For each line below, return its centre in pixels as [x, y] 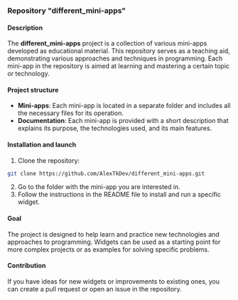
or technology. [28, 74]
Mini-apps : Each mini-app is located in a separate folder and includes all [124, 106]
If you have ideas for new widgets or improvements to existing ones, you [114, 281]
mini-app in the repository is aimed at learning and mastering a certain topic [118, 66]
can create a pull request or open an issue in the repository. [95, 289]
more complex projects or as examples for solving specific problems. [108, 249]
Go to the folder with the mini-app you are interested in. [99, 187]
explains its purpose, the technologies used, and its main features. [115, 128]
